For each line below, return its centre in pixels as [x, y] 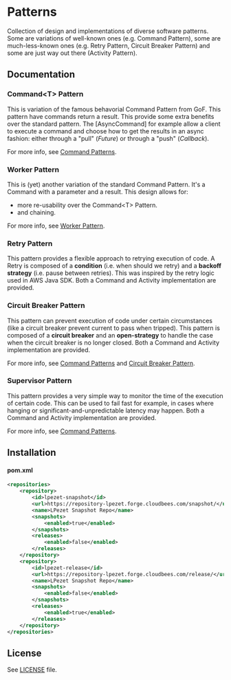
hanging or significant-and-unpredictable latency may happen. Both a [106, 410]
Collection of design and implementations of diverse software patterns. [108, 31]
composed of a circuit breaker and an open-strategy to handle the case [110, 335]
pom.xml [20, 470]
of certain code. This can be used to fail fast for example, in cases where [111, 403]
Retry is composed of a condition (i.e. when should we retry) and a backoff [114, 266]
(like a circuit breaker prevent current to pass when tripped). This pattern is [113, 328]
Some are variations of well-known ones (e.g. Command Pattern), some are [114, 38]
